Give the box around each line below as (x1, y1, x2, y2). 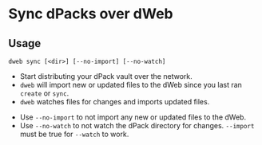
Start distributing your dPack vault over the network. (19, 72, 193, 80)
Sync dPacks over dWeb (8, 5, 173, 23)
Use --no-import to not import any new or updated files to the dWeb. (19, 112, 246, 122)
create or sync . (19, 88, 69, 98)
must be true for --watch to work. (19, 129, 129, 139)
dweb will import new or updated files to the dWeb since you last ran (19, 80, 242, 89)
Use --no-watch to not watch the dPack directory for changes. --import (19, 121, 255, 130)
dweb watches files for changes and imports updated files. (19, 97, 210, 106)
